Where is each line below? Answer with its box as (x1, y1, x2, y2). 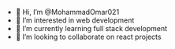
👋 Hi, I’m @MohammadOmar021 (15, 8, 120, 16)
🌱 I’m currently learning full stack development (15, 24, 168, 33)
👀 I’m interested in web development (15, 16, 135, 25)
